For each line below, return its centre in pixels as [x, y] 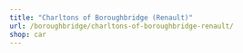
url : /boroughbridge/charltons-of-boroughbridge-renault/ [121, 26]
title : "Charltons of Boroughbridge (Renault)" [101, 18]
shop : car [28, 34]
